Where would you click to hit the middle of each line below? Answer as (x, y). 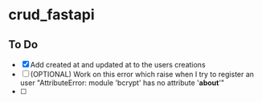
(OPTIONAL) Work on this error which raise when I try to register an (142, 74)
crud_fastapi (51, 15)
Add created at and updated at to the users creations (118, 65)
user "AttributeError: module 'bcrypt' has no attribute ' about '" (122, 83)
